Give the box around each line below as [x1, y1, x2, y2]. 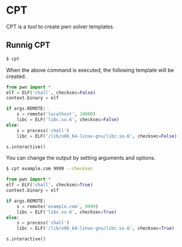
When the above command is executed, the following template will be [6, 66, 174, 74]
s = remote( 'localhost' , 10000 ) [16, 111, 96, 117]
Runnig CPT [6, 40, 51, 50]
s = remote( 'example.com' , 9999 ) [16, 203, 99, 209]
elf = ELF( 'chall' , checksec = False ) [6, 90, 96, 95]
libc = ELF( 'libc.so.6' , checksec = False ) [16, 117, 119, 123]
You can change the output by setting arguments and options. [6, 154, 156, 162]
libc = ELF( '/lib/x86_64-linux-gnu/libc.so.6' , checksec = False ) [16, 133, 177, 139]
